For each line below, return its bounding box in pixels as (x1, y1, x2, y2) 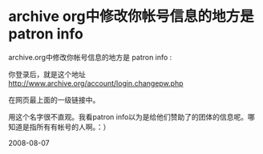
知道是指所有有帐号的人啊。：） (8, 122, 111, 132)
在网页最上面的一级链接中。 (8, 95, 100, 104)
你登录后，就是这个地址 (8, 69, 86, 79)
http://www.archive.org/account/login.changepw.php (8, 78, 184, 88)
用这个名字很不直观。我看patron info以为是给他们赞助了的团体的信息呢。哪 (8, 111, 255, 121)
